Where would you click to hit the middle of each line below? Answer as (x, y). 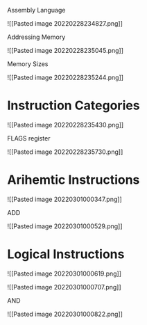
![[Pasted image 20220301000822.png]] (65, 314)
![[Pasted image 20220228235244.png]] (65, 77)
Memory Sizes (28, 64)
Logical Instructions (66, 254)
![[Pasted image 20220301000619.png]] (64, 274)
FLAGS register (29, 138)
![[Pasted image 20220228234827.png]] (65, 23)
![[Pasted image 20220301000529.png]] (65, 226)
